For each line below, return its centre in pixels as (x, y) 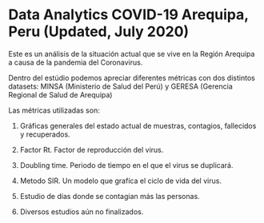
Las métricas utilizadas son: (54, 110)
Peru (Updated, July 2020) (99, 32)
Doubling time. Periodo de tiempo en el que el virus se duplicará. (126, 165)
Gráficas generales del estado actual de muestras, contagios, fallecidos (138, 125)
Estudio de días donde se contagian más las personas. (110, 196)
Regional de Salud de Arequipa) (60, 94)
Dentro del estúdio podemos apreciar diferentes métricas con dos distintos (132, 78)
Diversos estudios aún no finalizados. (82, 211)
